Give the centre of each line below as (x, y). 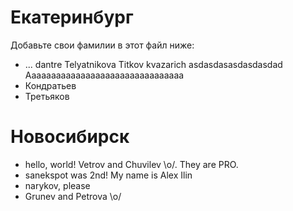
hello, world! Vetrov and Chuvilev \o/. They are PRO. (131, 164)
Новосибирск (70, 137)
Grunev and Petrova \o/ (73, 196)
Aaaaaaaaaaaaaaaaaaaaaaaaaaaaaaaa (104, 75)
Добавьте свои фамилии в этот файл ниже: (102, 45)
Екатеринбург (72, 17)
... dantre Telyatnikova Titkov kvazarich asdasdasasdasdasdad (153, 64)
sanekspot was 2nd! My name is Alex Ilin (108, 175)
